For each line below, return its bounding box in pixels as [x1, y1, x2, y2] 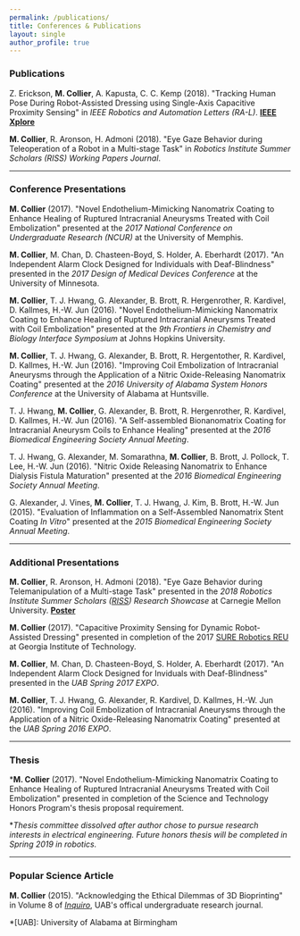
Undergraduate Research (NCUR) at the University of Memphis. [9, 231, 244, 242]
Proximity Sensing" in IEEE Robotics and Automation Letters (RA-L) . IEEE [9, 106, 277, 117]
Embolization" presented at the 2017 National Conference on [9, 222, 233, 233]
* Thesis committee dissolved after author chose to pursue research [9, 820, 259, 831]
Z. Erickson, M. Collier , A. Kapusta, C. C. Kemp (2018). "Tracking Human [9, 88, 277, 98]
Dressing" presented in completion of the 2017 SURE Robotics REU [43, 631, 289, 643]
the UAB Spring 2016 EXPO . [9, 723, 112, 734]
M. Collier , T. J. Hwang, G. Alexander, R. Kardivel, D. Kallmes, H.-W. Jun [9, 695, 274, 706]
